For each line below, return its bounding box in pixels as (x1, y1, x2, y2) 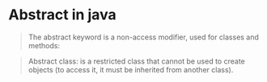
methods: (28, 40, 61, 50)
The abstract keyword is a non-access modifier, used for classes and (28, 32, 259, 42)
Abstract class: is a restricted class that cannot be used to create (28, 56, 245, 66)
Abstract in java (8, 6, 117, 24)
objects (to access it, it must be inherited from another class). (28, 64, 234, 74)
